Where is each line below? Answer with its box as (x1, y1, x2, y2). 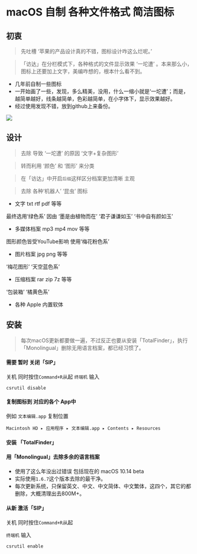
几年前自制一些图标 (14, 81, 62, 87)
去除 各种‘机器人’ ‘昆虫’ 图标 (20, 187, 88, 195)
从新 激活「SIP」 (6, 505, 47, 512)
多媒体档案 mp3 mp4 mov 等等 (14, 225, 90, 232)
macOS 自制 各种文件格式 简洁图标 (6, 5, 175, 19)
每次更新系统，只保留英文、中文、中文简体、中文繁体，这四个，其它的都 (14, 482, 191, 489)
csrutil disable (6, 385, 46, 391)
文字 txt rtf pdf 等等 (14, 200, 62, 207)
